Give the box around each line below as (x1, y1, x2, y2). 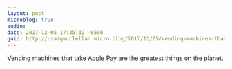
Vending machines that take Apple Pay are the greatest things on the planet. (7, 54, 224, 62)
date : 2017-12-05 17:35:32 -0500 (7, 29, 104, 36)
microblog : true (7, 16, 54, 23)
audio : (7, 23, 26, 29)
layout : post (7, 10, 45, 17)
